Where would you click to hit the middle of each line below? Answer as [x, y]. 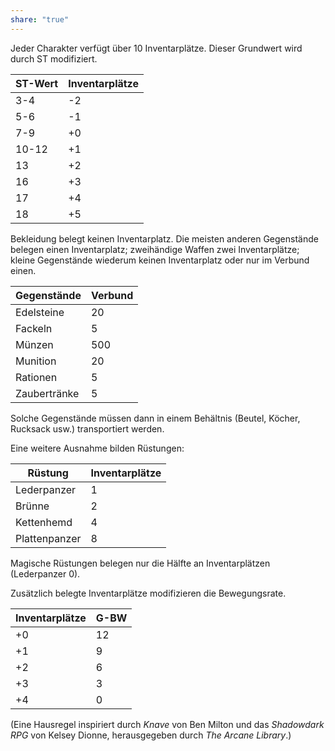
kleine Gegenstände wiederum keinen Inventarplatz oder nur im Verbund [160, 260]
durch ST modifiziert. [54, 58]
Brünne [32, 506]
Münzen [34, 344]
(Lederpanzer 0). [45, 573]
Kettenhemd [44, 522]
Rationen [36, 377]
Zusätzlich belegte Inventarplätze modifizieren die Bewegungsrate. [148, 593]
